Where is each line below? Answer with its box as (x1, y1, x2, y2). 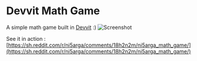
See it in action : (6, 35, 46, 42)
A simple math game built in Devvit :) (6, 24, 97, 31)
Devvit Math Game (6, 4, 100, 18)
